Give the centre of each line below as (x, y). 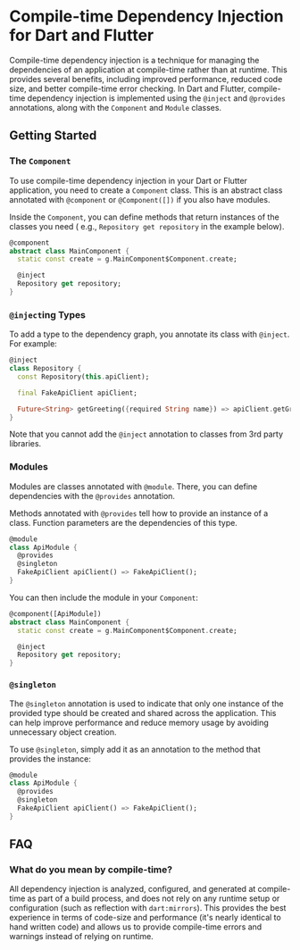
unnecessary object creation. (63, 732)
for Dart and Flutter (82, 35)
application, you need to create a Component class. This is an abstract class (146, 190)
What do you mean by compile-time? (91, 870)
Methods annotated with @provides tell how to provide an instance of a (139, 513)
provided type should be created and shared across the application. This (143, 712)
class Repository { (46, 369)
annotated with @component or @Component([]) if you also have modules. (140, 199)
